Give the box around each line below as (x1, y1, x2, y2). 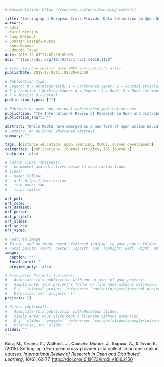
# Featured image (5, 237, 41, 242)
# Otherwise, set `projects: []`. (5, 291, 80, 296)
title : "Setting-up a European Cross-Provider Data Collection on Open (5, 16, 154, 21)
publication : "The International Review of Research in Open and (5, 111, 141, 115)
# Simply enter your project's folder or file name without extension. (5, 282, 159, 287)
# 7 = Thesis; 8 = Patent (5, 92, 58, 98)
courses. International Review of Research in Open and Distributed (5, 351, 140, 357)
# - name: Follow (5, 174, 41, 179)
